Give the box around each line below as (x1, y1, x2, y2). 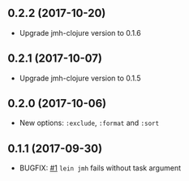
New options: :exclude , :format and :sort (19, 118, 160, 128)
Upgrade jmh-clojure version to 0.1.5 (19, 73, 141, 83)
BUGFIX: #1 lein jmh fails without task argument (19, 163, 182, 173)
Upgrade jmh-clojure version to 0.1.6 (19, 28, 141, 37)
